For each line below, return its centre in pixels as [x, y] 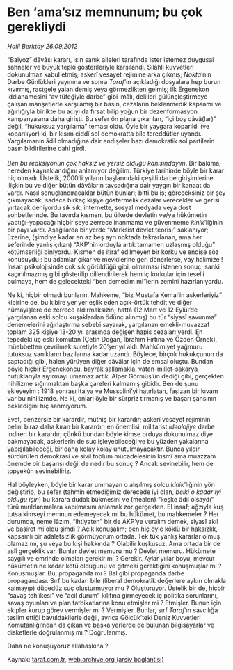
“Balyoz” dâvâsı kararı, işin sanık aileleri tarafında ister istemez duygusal [111, 59]
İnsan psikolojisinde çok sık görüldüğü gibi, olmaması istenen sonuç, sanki [114, 266]
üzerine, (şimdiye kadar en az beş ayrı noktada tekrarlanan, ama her [105, 237]
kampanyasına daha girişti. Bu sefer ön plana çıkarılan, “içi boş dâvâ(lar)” [112, 118]
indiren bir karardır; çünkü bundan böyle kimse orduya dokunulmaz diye [110, 434]
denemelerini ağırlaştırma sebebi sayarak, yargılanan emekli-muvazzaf [109, 324]
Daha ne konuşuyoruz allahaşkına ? [58, 646]
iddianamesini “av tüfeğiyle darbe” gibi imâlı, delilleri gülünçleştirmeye [107, 96]
